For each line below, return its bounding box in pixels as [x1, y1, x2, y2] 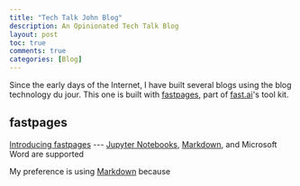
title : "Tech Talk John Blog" [9, 13, 123, 22]
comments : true [9, 47, 67, 56]
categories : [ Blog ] [9, 55, 83, 64]
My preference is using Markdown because [9, 165, 171, 176]
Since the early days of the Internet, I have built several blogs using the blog [9, 80, 292, 90]
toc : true [9, 38, 47, 48]
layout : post [9, 30, 59, 39]
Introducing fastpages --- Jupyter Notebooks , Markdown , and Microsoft [9, 138, 277, 149]
